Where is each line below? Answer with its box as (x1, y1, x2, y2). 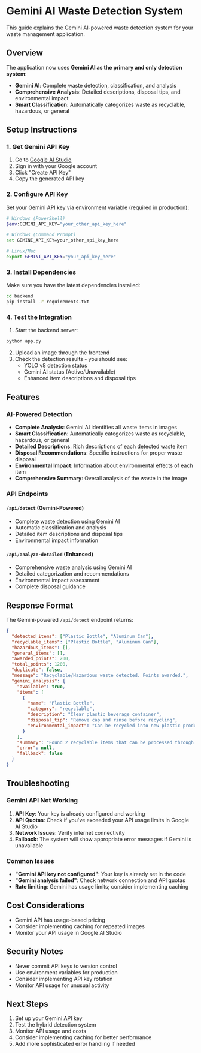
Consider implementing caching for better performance (14, 1034, 152, 1041)
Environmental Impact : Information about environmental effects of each (14, 462, 193, 469)
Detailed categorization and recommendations (14, 570, 130, 577)
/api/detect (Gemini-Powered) (6, 504, 84, 512)
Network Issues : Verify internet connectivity (14, 829, 126, 836)
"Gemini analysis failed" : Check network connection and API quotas (14, 877, 185, 884)
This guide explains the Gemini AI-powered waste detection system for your (6, 24, 194, 31)
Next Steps (6, 998, 48, 1009)
